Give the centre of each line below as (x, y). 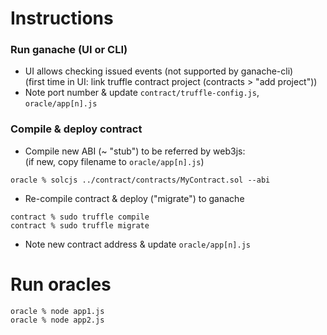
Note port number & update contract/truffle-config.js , (142, 93)
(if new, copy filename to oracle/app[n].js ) (114, 161)
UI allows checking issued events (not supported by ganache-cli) (159, 71)
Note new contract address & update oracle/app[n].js (137, 244)
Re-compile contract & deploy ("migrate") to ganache (134, 198)
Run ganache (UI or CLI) (69, 50)
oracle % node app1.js (57, 311)
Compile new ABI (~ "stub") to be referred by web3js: (135, 151)
